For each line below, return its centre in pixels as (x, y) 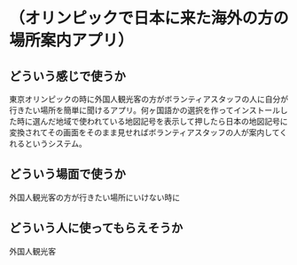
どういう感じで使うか (67, 76)
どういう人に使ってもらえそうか (96, 228)
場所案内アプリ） (72, 40)
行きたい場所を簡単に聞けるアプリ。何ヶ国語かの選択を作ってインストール (145, 110)
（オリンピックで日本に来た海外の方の (149, 18)
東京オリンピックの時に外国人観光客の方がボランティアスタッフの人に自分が (149, 99)
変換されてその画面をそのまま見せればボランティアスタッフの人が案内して (145, 132)
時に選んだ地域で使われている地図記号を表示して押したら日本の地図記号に (152, 121)
